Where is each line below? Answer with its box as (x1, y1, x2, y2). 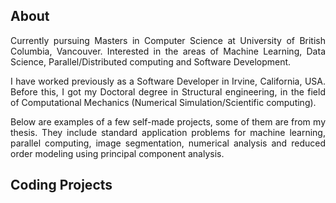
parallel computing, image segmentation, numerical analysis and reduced (10, 137, 326, 149)
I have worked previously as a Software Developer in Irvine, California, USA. (10, 75, 326, 87)
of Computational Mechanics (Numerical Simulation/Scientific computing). (10, 96, 317, 108)
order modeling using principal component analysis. (10, 147, 225, 159)
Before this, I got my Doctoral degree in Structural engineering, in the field (10, 85, 326, 98)
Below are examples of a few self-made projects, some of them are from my (10, 115, 326, 128)
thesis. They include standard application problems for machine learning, (10, 126, 326, 138)
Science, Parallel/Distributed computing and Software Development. (10, 55, 292, 68)
